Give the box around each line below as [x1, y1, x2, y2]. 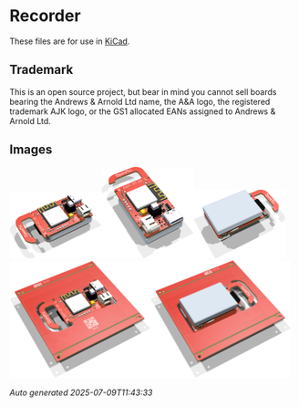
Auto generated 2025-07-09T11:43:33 [9, 387, 153, 398]
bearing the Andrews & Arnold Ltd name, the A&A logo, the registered [9, 96, 271, 107]
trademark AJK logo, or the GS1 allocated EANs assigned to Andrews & [9, 106, 276, 117]
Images [9, 142, 53, 158]
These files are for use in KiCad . [9, 36, 130, 47]
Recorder [9, 5, 81, 26]
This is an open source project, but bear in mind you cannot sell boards [9, 86, 277, 97]
